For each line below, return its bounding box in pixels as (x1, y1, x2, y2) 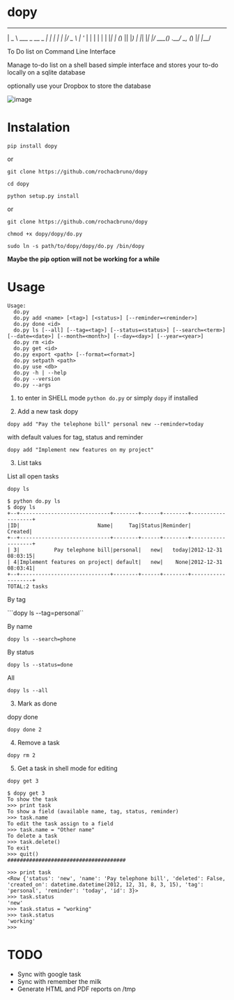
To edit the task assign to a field (7, 820, 114, 827)
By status (7, 648, 35, 656)
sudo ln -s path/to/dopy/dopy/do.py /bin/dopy (7, 242, 145, 249)
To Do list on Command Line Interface (7, 47, 116, 56)
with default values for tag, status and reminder (7, 432, 143, 441)
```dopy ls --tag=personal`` (7, 609, 84, 617)
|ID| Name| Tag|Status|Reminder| (7, 522, 192, 529)
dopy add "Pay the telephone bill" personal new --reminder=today (7, 421, 204, 428)
